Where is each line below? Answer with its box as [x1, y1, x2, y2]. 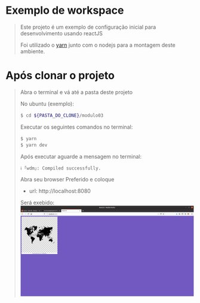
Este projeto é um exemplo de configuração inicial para [20, 23, 156, 31]
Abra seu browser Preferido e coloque [20, 176, 115, 183]
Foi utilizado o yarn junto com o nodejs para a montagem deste [20, 41, 176, 49]
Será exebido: [20, 199, 55, 207]
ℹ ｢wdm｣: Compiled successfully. [20, 165, 101, 171]
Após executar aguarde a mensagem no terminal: [20, 153, 141, 160]
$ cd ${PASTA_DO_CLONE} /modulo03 [20, 112, 104, 119]
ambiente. [20, 47, 45, 54]
